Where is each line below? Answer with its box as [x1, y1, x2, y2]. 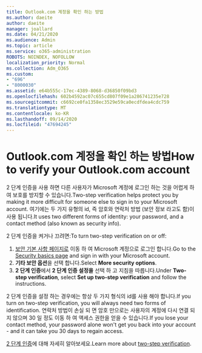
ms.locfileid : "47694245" [6, 122, 72, 128]
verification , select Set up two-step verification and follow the [28, 274, 187, 281]
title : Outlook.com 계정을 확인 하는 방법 [6, 8, 104, 15]
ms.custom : [6, 71, 34, 77]
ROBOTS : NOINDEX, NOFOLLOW [6, 54, 75, 60]
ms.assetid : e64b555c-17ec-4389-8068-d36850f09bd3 [6, 88, 137, 94]
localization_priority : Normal [6, 59, 86, 66]
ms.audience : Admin [6, 37, 56, 43]
